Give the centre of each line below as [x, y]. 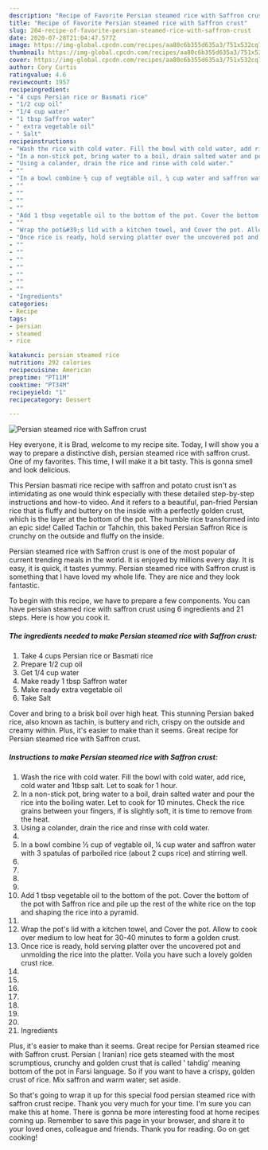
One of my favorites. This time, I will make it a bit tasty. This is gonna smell [131, 461]
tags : [18, 319]
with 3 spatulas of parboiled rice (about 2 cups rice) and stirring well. [134, 853]
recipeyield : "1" [38, 392]
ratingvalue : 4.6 [38, 75]
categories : [29, 304]
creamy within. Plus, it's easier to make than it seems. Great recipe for [124, 730]
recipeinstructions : [43, 141]
